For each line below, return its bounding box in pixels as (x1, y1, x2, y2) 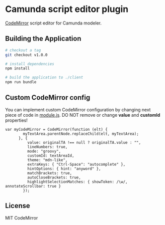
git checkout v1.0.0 (5, 52, 48, 57)
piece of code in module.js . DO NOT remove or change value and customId (5, 112, 161, 118)
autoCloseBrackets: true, (27, 175, 81, 180)
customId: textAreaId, (27, 153, 75, 158)
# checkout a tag (5, 47, 41, 53)
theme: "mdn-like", (27, 157, 68, 163)
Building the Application (5, 34, 82, 43)
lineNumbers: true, (27, 144, 68, 149)
